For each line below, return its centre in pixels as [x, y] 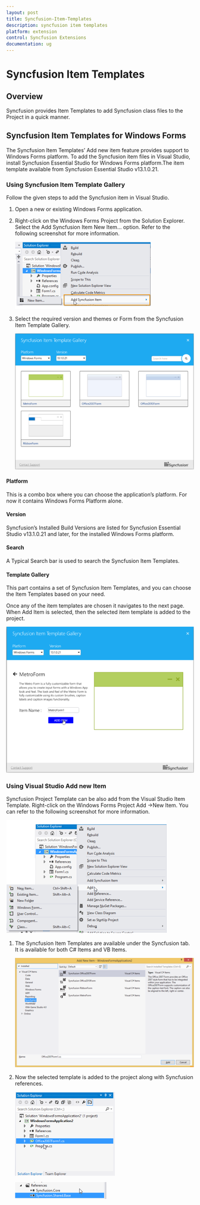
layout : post [22, 13]
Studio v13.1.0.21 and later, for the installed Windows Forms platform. [90, 534]
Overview [25, 96]
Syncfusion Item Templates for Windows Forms [96, 136]
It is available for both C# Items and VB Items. [71, 950]
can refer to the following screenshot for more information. [78, 812]
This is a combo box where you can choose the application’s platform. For [97, 494]
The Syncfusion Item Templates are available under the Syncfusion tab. [102, 944]
